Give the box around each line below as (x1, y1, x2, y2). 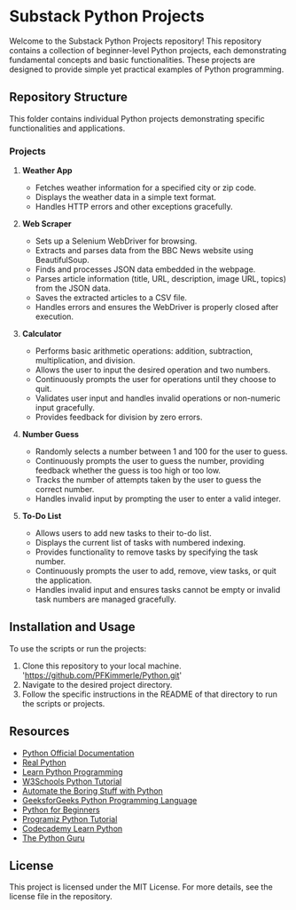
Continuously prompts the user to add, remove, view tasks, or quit (35, 566, 277, 577)
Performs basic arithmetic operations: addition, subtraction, (35, 346, 253, 356)
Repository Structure (9, 90, 129, 105)
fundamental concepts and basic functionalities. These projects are (9, 54, 255, 65)
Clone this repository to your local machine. (21, 660, 182, 671)
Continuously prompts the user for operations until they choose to (35, 374, 277, 385)
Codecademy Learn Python (21, 823, 123, 834)
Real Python (21, 757, 66, 768)
